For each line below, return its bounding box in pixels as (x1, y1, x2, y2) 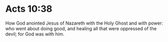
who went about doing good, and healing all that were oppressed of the (5, 25, 157, 31)
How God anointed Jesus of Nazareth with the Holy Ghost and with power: (5, 20, 163, 26)
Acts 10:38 (5, 3, 52, 15)
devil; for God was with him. (5, 31, 65, 37)
